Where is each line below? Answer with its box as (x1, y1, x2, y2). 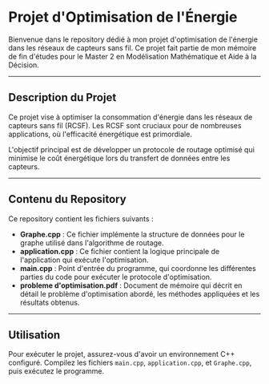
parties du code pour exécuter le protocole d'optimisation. (19, 272, 212, 281)
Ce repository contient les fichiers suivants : (8, 213, 154, 224)
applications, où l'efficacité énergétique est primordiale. (8, 129, 192, 139)
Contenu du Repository (8, 192, 126, 206)
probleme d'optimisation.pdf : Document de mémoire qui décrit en (19, 281, 243, 290)
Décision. (8, 60, 40, 70)
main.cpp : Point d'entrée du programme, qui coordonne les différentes (19, 263, 256, 273)
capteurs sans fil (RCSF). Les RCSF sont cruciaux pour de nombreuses (8, 120, 242, 130)
